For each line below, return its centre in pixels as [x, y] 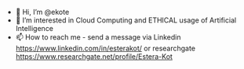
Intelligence [34, 28]
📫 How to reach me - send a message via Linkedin [98, 37]
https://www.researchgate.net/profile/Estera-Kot [94, 57]
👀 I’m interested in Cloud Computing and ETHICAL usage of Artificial [126, 20]
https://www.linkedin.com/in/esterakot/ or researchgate [106, 48]
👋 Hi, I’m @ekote [42, 12]
